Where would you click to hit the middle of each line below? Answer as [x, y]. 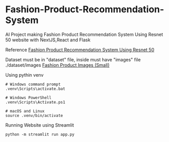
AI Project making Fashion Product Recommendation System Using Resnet [84, 34]
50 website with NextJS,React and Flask [48, 40]
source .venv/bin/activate [34, 115]
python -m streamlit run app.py [40, 134]
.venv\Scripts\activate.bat [35, 89]
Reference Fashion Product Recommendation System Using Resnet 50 [80, 50]
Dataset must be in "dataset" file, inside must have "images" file [73, 59]
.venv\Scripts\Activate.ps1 [35, 102]
